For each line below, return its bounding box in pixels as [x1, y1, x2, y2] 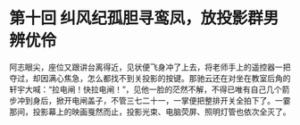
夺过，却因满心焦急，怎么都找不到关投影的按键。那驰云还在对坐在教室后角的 [9, 72, 291, 83]
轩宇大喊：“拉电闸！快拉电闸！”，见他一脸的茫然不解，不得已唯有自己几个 [9, 84, 283, 95]
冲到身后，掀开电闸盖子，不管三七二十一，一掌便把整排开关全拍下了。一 [16, 95, 283, 105]
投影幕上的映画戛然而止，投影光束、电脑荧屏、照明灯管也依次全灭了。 [32, 106, 291, 117]
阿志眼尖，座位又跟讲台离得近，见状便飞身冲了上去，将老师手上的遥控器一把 [9, 62, 291, 72]
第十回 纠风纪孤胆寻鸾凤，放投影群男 [9, 8, 279, 29]
